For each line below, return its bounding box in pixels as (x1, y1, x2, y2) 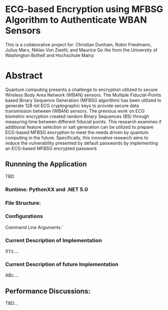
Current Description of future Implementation (5, 261, 119, 268)
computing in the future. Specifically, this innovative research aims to (5, 134, 148, 140)
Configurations (5, 213, 43, 220)
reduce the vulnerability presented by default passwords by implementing (5, 140, 158, 146)
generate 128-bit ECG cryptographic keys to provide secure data (5, 102, 139, 109)
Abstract (5, 70, 43, 82)
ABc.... (5, 272, 19, 278)
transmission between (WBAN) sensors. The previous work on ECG (5, 108, 145, 114)
